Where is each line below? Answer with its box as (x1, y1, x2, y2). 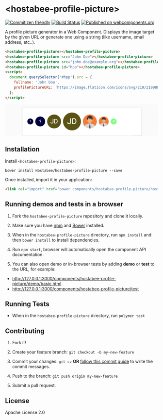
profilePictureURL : (14, 85, 53, 90)
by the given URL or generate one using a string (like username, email (5, 34, 145, 40)
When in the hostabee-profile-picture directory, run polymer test (12, 313, 145, 319)
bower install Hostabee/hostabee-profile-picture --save (5, 168, 123, 173)
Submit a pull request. (12, 383, 56, 388)
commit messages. (12, 364, 50, 370)
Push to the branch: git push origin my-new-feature (12, 373, 118, 379)
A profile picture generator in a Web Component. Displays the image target (5, 29, 154, 34)
